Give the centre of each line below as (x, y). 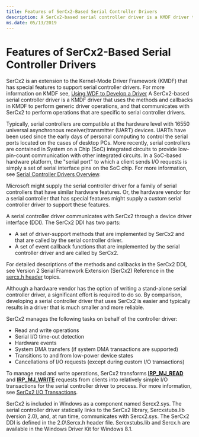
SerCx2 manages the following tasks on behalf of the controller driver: (92, 319)
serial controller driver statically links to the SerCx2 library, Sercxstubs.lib (96, 410)
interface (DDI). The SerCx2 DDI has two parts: (63, 222)
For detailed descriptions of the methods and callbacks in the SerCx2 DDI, (97, 264)
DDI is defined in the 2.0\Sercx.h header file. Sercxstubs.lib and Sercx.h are (98, 423)
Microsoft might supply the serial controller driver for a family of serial (92, 186)
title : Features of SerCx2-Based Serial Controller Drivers (82, 12)
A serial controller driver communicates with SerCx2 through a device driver (99, 216)
